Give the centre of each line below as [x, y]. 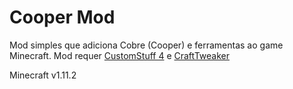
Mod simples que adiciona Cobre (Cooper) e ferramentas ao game [146, 45]
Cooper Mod [62, 17]
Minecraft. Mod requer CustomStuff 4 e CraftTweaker [120, 55]
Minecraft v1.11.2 [43, 75]
